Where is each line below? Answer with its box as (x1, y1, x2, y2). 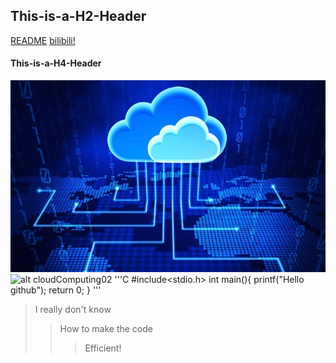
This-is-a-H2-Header (10, 8, 147, 25)
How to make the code (59, 323, 153, 335)
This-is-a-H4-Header (10, 57, 102, 69)
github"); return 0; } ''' (10, 284, 102, 296)
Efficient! (84, 342, 122, 354)
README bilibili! (10, 34, 76, 46)
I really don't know (34, 304, 112, 316)
